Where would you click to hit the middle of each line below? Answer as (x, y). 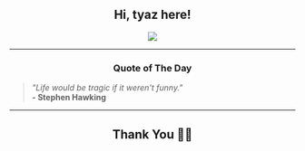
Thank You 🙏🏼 (152, 134)
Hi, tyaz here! (152, 15)
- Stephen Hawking (69, 98)
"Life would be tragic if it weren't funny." (107, 88)
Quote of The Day (152, 68)
